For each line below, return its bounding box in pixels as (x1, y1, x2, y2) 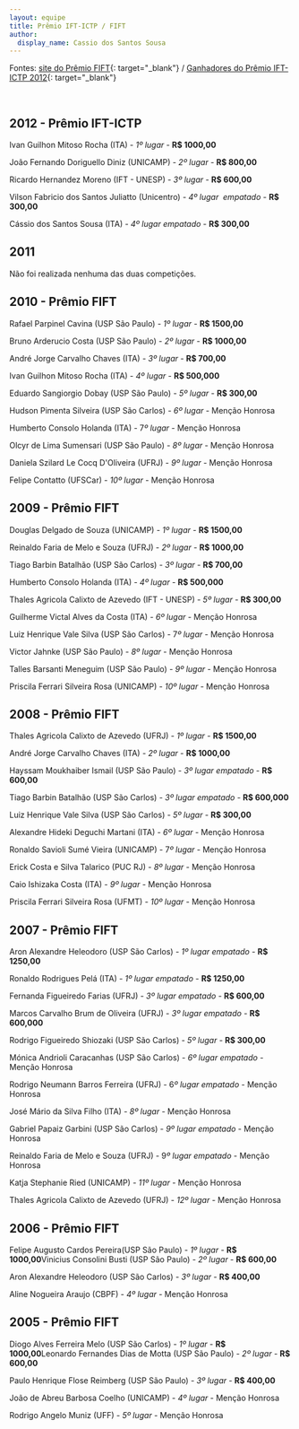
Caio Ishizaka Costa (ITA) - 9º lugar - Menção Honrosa (9, 879, 212, 890)
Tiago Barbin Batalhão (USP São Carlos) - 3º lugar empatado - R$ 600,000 (9, 792, 289, 803)
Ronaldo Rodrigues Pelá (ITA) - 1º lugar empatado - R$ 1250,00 (9, 973, 245, 984)
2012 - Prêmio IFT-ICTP (9, 116, 142, 131)
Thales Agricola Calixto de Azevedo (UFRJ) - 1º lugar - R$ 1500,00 (9, 730, 257, 741)
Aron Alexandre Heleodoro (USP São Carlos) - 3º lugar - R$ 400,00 (9, 1271, 261, 1282)
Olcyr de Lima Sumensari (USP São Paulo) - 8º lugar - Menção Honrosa (9, 440, 275, 450)
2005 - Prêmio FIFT (9, 1315, 119, 1330)
